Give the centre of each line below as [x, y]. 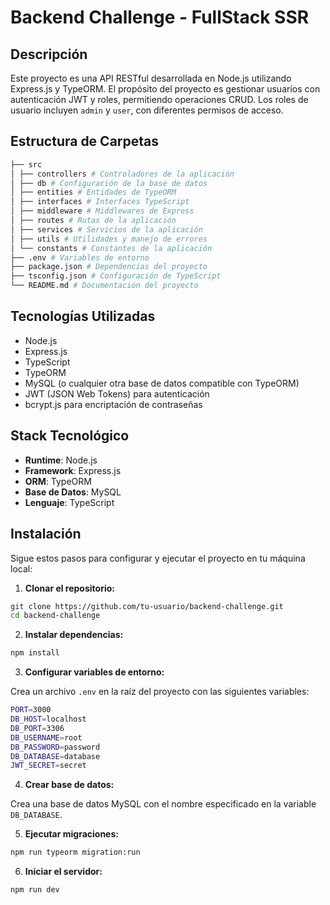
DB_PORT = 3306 [37, 728]
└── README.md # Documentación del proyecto [104, 286]
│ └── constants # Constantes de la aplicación [111, 248]
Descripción [49, 54]
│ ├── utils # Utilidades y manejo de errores [109, 239]
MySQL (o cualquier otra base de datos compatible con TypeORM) [162, 383]
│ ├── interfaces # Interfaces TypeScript [100, 202]
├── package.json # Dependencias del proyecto [109, 267]
